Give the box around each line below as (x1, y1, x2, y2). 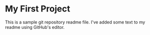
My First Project (5, 3, 70, 14)
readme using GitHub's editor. (5, 24, 65, 30)
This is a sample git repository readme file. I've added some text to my (5, 19, 145, 25)
